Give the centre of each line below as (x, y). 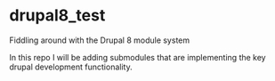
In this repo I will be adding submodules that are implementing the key (137, 57)
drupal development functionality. (71, 67)
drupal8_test (57, 16)
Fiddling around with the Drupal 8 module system (99, 40)
